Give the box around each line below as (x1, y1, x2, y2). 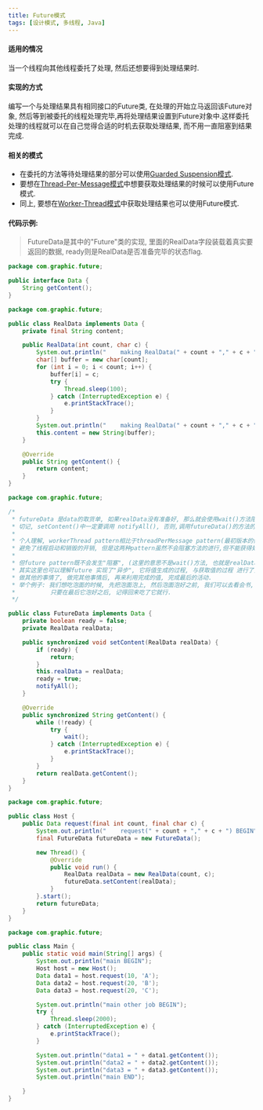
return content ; (36, 465, 89, 473)
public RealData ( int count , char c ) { (22, 341, 149, 350)
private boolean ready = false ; (22, 617, 128, 625)
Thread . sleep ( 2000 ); (49, 1015, 117, 1024)
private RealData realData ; (22, 625, 113, 632)
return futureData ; (36, 899, 100, 907)
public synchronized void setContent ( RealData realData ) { (22, 638, 219, 647)
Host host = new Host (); (36, 965, 117, 973)
